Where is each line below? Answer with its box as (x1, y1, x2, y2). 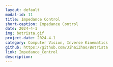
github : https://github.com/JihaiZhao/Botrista (5, 45, 108, 50)
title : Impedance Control (5, 17, 60, 22)
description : (5, 54, 33, 59)
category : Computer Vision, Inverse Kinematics (5, 40, 108, 45)
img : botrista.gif (5, 31, 44, 36)
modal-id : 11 (5, 12, 33, 17)
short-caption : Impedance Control (5, 21, 79, 27)
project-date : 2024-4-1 (5, 36, 56, 41)
